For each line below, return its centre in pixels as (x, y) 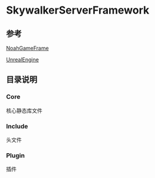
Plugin (16, 156)
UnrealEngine (23, 59)
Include (17, 126)
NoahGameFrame (27, 48)
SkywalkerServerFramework (78, 10)
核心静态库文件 (24, 111)
